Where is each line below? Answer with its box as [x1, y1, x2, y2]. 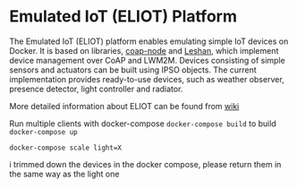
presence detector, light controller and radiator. [9, 83, 183, 94]
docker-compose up [9, 127, 78, 136]
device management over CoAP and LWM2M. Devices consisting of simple [9, 55, 285, 65]
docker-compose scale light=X [9, 143, 123, 152]
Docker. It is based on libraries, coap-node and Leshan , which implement [9, 45, 279, 56]
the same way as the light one [9, 168, 120, 179]
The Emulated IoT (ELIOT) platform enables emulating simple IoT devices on [9, 36, 289, 47]
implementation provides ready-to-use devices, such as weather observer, [9, 73, 284, 84]
